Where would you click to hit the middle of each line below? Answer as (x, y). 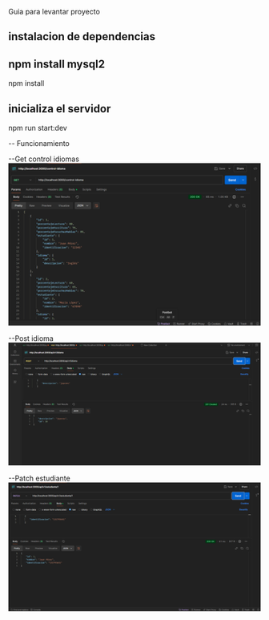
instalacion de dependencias (82, 36)
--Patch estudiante (39, 478)
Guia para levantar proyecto (54, 12)
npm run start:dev (38, 128)
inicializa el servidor (60, 109)
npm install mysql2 (57, 64)
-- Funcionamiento (39, 144)
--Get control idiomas (44, 159)
